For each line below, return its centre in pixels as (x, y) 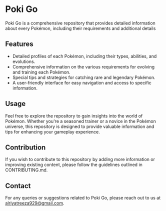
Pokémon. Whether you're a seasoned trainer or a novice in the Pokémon (81, 121)
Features (19, 44)
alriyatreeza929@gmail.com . (35, 203)
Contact (18, 186)
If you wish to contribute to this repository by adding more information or (80, 159)
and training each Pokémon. (41, 72)
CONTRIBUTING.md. (26, 170)
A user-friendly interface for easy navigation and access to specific (82, 82)
